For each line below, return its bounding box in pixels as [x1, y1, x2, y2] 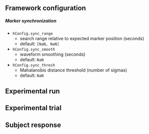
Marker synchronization [5, 17, 57, 24]
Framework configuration [5, 4, 86, 12]
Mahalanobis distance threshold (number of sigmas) [19, 67, 128, 73]
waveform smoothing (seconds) [19, 52, 86, 58]
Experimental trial [5, 104, 62, 112]
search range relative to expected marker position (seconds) [19, 36, 145, 42]
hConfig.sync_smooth [12, 47, 55, 52]
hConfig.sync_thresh [12, 63, 55, 68]
